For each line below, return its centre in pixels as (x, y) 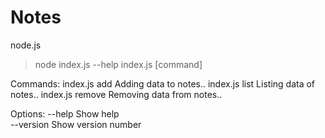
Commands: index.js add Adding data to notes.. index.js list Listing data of (163, 83)
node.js (26, 45)
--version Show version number (76, 124)
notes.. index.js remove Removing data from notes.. (116, 94)
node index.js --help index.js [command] (118, 64)
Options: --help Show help (65, 113)
